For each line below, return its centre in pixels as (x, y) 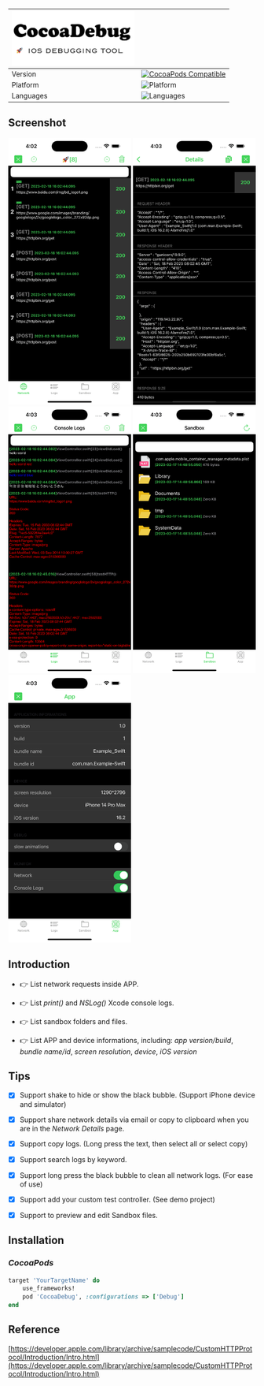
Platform (25, 85)
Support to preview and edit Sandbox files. (89, 1215)
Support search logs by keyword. (73, 1159)
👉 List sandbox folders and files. (73, 1021)
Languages (29, 96)
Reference (34, 1330)
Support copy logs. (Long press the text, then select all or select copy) (134, 1143)
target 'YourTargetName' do (54, 1280)
